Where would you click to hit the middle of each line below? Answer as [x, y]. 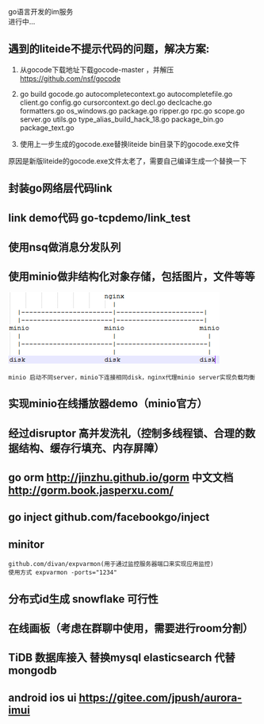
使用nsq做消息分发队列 [65, 247]
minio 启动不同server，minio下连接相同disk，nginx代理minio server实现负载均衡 [132, 377]
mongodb [33, 670]
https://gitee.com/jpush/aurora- [161, 697]
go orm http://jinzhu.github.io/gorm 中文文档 [121, 478]
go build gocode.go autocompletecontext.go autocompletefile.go [126, 94]
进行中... [22, 21]
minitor [27, 544]
